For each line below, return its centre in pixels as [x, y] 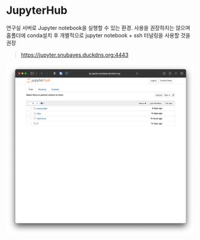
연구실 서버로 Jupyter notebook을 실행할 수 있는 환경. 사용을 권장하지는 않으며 [98, 28]
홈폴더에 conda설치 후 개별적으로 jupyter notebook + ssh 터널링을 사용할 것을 [98, 35]
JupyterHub [37, 10]
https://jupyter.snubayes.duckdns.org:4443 [75, 55]
